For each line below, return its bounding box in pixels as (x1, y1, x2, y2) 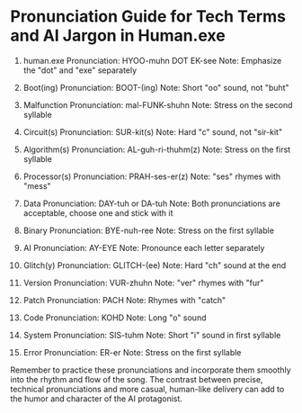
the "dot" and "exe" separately (22, 65, 138, 76)
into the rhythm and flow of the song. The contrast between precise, (10, 373, 263, 384)
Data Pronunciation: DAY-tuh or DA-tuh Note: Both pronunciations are (22, 198, 281, 209)
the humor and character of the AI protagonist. (10, 393, 183, 404)
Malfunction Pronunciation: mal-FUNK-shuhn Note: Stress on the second (22, 99, 293, 110)
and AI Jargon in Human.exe (10, 25, 226, 46)
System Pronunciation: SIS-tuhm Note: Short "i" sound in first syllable (22, 329, 281, 340)
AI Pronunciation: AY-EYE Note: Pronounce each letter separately (22, 242, 265, 253)
